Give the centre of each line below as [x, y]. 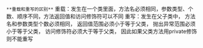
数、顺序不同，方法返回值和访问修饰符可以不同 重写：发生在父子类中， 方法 [101, 16]
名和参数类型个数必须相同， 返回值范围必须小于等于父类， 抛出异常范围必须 [101, 24]
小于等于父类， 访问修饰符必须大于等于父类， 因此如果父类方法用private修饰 [102, 31]
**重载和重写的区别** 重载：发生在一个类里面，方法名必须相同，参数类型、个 [100, 9]
